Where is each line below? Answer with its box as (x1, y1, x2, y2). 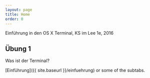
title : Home (5, 12, 30, 17)
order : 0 (5, 16, 23, 21)
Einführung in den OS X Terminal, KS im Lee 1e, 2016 (5, 30, 114, 36)
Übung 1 (5, 44, 31, 53)
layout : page (5, 7, 32, 12)
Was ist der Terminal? (5, 58, 50, 64)
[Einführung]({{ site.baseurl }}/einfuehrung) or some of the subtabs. (5, 68, 145, 74)
